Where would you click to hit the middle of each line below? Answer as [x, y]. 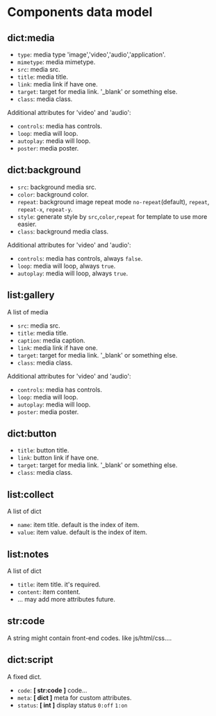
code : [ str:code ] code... [52, 690]
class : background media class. [63, 231]
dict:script [30, 660]
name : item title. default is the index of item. [78, 525]
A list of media [28, 312]
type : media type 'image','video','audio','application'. [91, 54]
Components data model [80, 12]
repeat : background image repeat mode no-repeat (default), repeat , [113, 201]
